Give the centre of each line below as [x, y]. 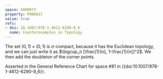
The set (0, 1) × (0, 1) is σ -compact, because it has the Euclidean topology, [80, 46]
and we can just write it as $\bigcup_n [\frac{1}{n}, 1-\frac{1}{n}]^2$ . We [78, 52]
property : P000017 [24, 14]
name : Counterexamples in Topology [46, 32]
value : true [17, 19]
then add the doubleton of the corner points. [50, 57]
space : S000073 [21, 10]
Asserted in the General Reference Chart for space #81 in [63, 66]
